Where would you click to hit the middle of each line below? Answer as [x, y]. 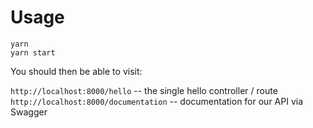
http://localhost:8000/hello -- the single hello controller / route [144, 90]
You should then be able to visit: [76, 71]
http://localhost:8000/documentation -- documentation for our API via [157, 101]
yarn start [33, 52]
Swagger [29, 112]
